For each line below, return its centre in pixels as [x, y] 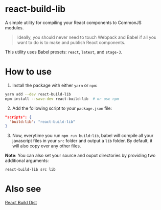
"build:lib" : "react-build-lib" [43, 122]
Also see [23, 189]
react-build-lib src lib [30, 170]
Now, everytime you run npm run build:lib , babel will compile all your [83, 136]
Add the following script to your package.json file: [62, 108]
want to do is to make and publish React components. [71, 42]
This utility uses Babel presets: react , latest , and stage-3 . [64, 52]
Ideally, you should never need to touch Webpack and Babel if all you [87, 37]
